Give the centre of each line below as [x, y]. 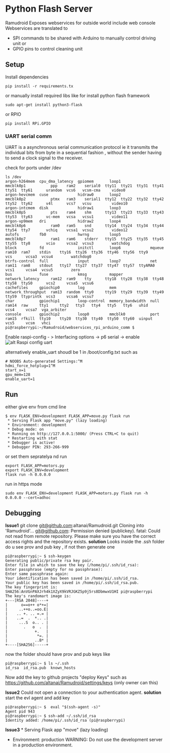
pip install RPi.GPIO [28, 123]
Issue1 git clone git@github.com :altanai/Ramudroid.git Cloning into [75, 525]
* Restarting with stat [32, 438]
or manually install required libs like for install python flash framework [78, 95]
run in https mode [24, 484]
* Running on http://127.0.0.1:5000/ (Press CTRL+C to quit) [73, 434]
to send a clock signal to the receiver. [44, 158]
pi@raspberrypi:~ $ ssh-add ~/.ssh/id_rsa [51, 716]
